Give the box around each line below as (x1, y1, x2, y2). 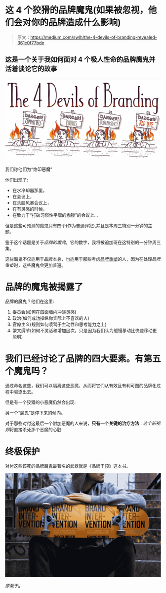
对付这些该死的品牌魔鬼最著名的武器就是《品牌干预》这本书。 (5, 463, 131, 469)
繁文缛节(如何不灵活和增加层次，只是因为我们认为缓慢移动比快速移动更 (12, 328, 157, 334)
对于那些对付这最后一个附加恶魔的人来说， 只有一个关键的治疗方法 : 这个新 (5, 420, 156, 426)
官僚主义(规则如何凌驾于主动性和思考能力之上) (12, 321, 107, 327)
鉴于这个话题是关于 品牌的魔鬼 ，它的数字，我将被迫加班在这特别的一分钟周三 (5, 239, 161, 245)
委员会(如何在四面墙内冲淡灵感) (12, 309, 77, 315)
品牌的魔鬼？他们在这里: (5, 298, 54, 304)
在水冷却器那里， (12, 187, 47, 193)
